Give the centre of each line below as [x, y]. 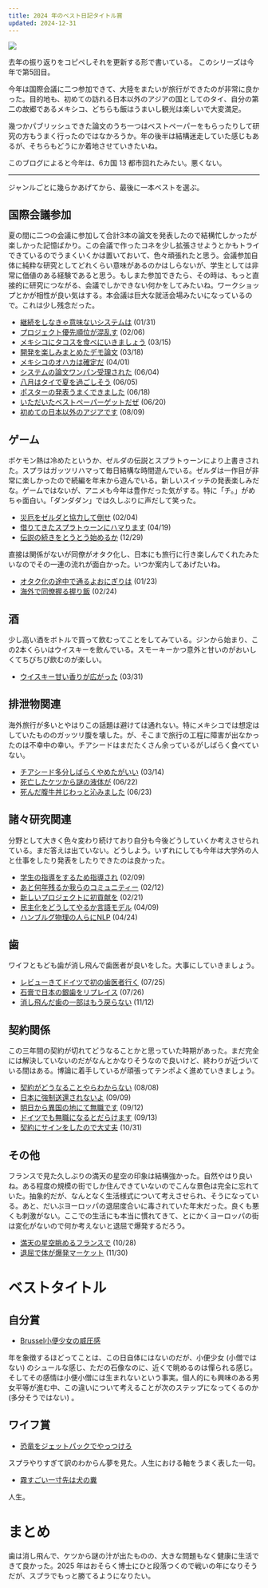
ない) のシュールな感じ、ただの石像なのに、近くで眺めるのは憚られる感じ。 [133, 1368]
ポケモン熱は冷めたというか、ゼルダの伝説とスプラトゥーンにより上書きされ [134, 461]
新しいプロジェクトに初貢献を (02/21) [81, 897]
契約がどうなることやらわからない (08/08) [89, 1088]
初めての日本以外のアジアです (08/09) [82, 412]
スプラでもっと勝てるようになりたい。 [92, 1575]
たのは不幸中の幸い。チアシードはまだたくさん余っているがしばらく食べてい [134, 744]
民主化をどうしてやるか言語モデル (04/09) [89, 907]
